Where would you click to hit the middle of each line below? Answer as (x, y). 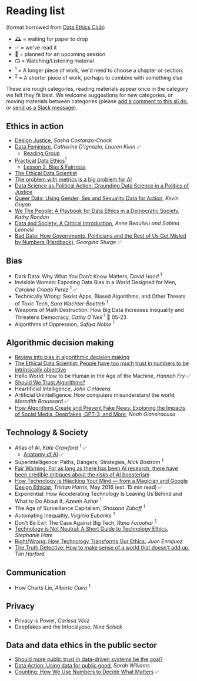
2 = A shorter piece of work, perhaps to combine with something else (98, 77)
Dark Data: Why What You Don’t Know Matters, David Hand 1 (88, 275)
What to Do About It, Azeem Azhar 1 (58, 501)
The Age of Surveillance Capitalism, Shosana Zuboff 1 (80, 508)
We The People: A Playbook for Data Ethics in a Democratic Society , (97, 210)
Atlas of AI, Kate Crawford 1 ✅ (51, 448)
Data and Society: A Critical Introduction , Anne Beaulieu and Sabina (97, 223)
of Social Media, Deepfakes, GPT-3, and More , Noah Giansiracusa (95, 414)
